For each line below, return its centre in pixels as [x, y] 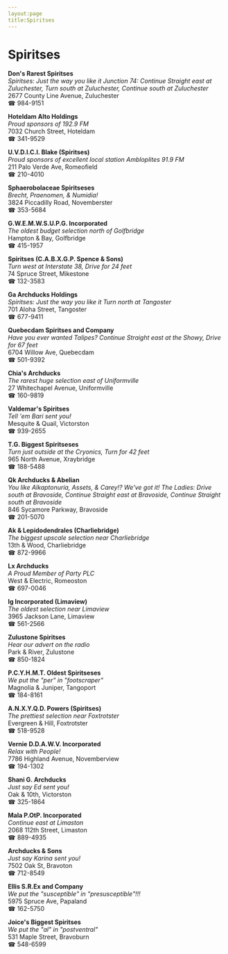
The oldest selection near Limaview [59, 609]
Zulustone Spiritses [37, 637]
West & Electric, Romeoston [47, 581]
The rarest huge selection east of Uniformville [73, 381]
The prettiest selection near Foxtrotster [64, 716]
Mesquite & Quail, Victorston [49, 424]
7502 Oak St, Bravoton [40, 866]
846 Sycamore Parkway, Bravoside [58, 510]
